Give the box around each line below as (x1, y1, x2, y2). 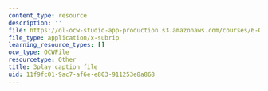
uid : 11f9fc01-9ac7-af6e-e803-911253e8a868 (8, 70, 156, 78)
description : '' (8, 19, 62, 27)
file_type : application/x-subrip (8, 33, 120, 42)
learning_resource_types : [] (8, 41, 105, 49)
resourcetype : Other (8, 56, 77, 64)
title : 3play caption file (8, 63, 98, 71)
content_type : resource (8, 11, 88, 20)
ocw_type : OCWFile (8, 48, 69, 56)
